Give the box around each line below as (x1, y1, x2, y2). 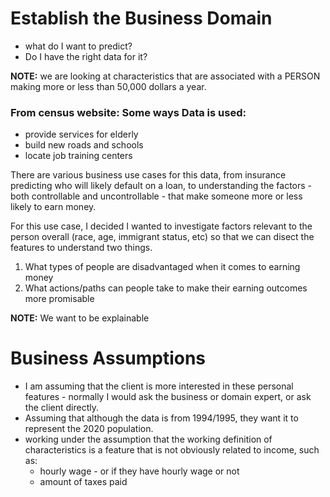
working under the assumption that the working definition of (24, 433, 273, 446)
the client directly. (24, 402, 99, 414)
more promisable (24, 293, 95, 305)
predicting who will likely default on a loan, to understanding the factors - (10, 180, 313, 192)
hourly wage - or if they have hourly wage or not (39, 465, 240, 477)
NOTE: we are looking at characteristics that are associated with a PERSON (10, 70, 321, 82)
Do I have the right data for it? (24, 50, 148, 62)
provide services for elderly (24, 128, 139, 141)
